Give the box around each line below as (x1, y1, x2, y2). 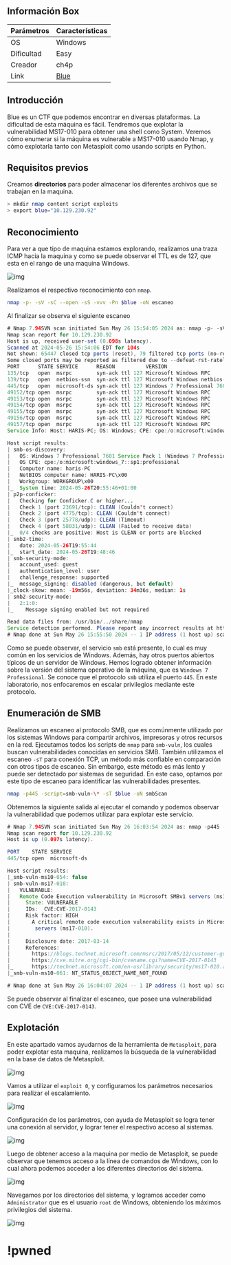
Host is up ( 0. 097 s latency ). (7, 836, 94, 843)
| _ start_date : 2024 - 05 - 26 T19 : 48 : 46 (7, 549, 115, 555)
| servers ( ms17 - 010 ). (7, 925, 94, 932)
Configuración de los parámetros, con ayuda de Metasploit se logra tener (7, 1115, 215, 1124)
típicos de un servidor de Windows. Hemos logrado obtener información (7, 659, 212, 666)
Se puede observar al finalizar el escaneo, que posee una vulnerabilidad (7, 995, 212, 1003)
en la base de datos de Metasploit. (7, 1054, 105, 1063)
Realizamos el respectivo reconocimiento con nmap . (7, 286, 152, 294)
